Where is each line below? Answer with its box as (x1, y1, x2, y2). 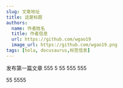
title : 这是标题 (6, 14, 43, 20)
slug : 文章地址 (6, 8, 40, 15)
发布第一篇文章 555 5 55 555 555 (6, 64, 87, 71)
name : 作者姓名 (11, 25, 46, 32)
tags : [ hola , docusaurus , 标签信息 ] (6, 48, 90, 54)
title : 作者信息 (11, 31, 48, 37)
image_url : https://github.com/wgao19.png (11, 42, 118, 48)
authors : (6, 20, 28, 26)
